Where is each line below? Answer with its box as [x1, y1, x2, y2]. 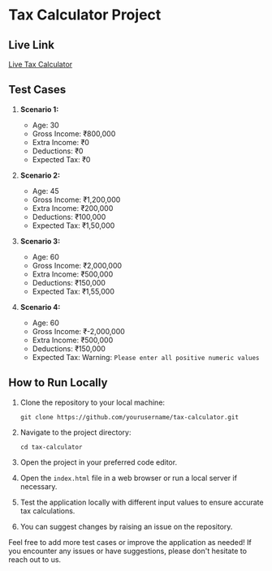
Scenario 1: [19, 104, 59, 114]
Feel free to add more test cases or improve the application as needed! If [8, 537, 252, 547]
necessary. [19, 481, 58, 492]
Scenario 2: [19, 170, 61, 180]
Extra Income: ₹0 [32, 137, 89, 147]
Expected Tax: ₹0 [32, 154, 91, 164]
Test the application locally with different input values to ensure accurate [19, 497, 264, 507]
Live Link [8, 38, 55, 52]
